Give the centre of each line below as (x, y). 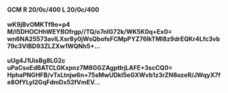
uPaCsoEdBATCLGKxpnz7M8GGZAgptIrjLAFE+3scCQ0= (90, 68)
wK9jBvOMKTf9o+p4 (39, 24)
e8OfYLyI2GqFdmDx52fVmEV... (54, 82)
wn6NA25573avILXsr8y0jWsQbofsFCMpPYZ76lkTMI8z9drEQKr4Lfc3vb (114, 39)
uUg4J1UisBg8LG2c (36, 60)
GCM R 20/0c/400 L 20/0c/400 (53, 10)
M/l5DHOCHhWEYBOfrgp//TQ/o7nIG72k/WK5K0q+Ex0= (90, 32)
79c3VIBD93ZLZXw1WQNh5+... (54, 46)
